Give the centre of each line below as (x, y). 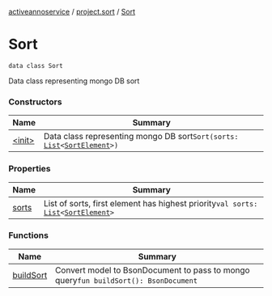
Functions (28, 235)
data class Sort (36, 66)
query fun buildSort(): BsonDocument (127, 280)
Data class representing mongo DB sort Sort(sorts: (141, 137)
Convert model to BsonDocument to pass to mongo (153, 270)
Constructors (35, 102)
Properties (30, 169)
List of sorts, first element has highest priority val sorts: (151, 203)
